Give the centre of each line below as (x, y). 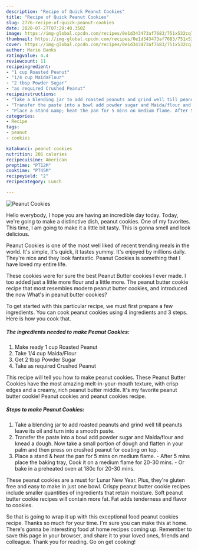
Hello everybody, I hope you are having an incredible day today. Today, (92, 215)
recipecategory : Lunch (34, 182)
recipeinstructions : (32, 94)
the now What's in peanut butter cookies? (57, 294)
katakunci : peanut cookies (39, 148)
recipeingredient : (29, 67)
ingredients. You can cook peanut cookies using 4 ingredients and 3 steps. (97, 312)
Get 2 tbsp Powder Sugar (45, 359)
